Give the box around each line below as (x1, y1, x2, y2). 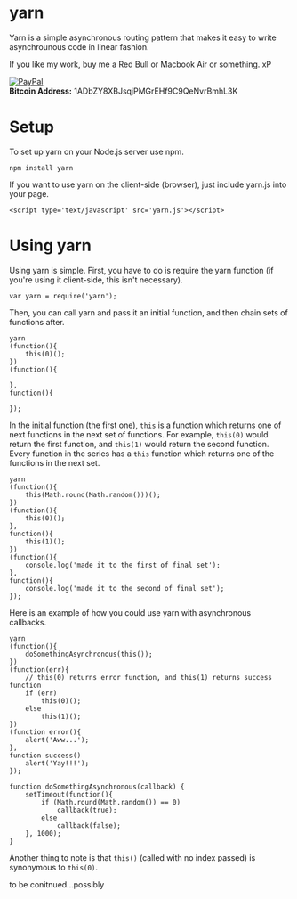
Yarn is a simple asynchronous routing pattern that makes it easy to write (9, 32, 277, 43)
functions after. (9, 316, 65, 327)
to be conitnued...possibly (9, 879, 105, 889)
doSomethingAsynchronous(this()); (25, 650, 153, 658)
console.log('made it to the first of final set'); (25, 560, 221, 569)
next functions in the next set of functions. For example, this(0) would (9, 429, 269, 439)
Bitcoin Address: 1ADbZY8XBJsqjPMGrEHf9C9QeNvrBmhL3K (9, 86, 238, 96)
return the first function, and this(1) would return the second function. (9, 438, 269, 449)
